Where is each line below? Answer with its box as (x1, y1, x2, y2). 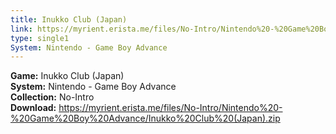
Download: (10, 102, 57, 114)
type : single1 (10, 33, 70, 43)
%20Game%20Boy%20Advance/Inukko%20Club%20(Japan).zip (10, 112, 281, 125)
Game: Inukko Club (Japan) (10, 70, 125, 82)
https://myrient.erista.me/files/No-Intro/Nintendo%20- (58, 102, 283, 114)
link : (10, 24, 33, 34)
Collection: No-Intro (10, 91, 95, 103)
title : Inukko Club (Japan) (10, 14, 128, 25)
